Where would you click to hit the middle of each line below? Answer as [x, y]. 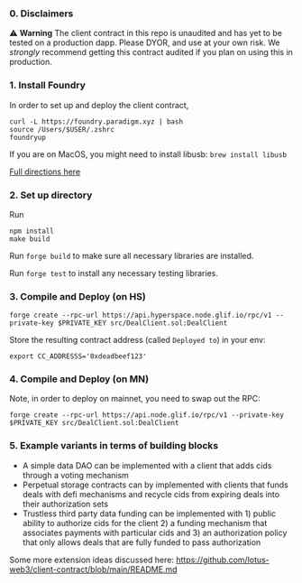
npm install [32, 231]
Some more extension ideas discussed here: [92, 560]
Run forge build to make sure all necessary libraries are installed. [132, 255]
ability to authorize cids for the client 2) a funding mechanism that [145, 523]
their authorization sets [65, 504]
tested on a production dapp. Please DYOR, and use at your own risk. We [145, 42]
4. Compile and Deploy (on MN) [79, 379]
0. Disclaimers [41, 14]
